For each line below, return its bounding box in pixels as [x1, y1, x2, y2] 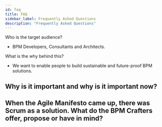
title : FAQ [5, 12, 28, 17]
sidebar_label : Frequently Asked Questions [5, 16, 96, 21]
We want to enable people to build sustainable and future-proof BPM [12, 63, 153, 69]
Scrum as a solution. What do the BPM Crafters [5, 106, 153, 115]
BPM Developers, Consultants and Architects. [12, 44, 105, 50]
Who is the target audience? [5, 34, 63, 40]
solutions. [12, 68, 33, 74]
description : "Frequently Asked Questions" [5, 21, 96, 26]
